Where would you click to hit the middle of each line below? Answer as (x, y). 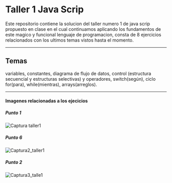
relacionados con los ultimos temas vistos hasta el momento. (70, 40)
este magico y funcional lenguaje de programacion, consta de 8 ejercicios (83, 34)
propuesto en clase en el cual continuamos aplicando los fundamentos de (83, 29)
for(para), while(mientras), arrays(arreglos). (51, 84)
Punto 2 (14, 162)
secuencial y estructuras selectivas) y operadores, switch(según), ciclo (81, 79)
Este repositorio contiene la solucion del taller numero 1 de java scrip (78, 24)
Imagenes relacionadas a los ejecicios (47, 101)
